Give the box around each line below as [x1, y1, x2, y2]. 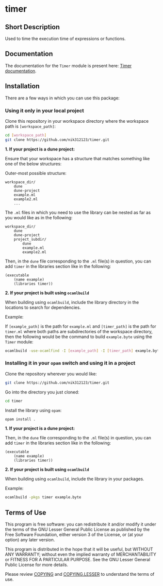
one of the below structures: [5, 161, 62, 167]
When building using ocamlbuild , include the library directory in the [5, 299, 139, 305]
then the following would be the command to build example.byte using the [5, 334, 152, 340]
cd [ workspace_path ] [5, 132, 47, 137]
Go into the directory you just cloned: [5, 389, 80, 395]
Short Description [5, 23, 60, 31]
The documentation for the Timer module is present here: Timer [5, 62, 132, 69]
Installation [5, 82, 40, 91]
